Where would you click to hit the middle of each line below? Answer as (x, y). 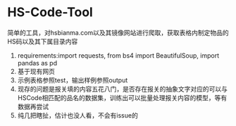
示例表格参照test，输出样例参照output (73, 80)
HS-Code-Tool (50, 12)
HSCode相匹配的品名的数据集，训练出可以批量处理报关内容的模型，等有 (122, 97)
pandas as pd (37, 63)
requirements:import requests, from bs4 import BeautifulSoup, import (118, 55)
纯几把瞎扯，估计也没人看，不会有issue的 (78, 115)
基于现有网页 (36, 71)
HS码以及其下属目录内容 (43, 41)
